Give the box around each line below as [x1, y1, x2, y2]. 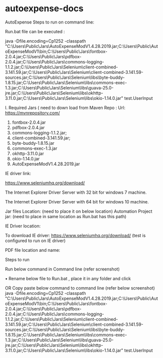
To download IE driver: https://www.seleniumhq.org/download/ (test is [5, 232, 146, 238]
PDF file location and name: [5, 247, 60, 253]
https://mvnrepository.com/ [5, 110, 60, 115]
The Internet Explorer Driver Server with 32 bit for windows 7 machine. [5, 189, 147, 195]
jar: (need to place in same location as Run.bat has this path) [5, 213, 127, 219]
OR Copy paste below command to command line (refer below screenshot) [5, 285, 155, 291]
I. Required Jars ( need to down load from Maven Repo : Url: [5, 105, 126, 111]
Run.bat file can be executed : [5, 28, 65, 34]
